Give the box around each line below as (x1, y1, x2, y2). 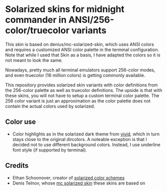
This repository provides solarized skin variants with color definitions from (5, 81, 158, 88)
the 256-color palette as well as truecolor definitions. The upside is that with (5, 87, 162, 93)
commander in (5, 14, 66, 25)
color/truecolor (5, 25, 70, 36)
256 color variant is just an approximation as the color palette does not (5, 97, 151, 103)
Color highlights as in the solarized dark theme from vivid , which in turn (12, 131, 160, 137)
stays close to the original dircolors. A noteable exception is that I (12, 136, 147, 142)
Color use (5, 117, 36, 126)
